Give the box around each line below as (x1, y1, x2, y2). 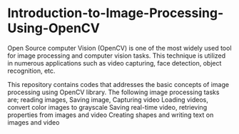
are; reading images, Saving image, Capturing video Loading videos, (7, 95, 209, 104)
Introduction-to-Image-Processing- (7, 5, 224, 21)
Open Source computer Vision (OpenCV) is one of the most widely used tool (7, 43, 232, 52)
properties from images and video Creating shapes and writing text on (7, 110, 214, 119)
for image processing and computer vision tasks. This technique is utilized (7, 51, 226, 60)
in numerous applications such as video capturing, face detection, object (7, 58, 222, 67)
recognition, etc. (7, 66, 56, 75)
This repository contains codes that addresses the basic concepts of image (7, 80, 230, 88)
